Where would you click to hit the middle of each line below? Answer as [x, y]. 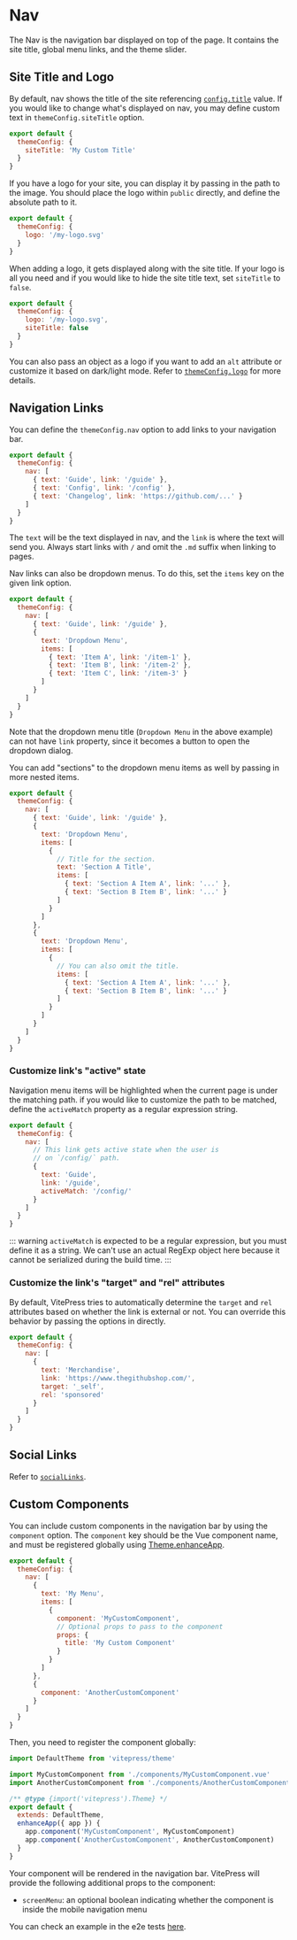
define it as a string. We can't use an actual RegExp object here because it [145, 1250]
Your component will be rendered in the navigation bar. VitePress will [135, 1873]
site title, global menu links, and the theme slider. [98, 49]
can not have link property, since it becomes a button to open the [129, 741]
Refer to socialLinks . [48, 1476]
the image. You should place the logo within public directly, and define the [145, 193]
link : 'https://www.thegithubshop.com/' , [118, 1378]
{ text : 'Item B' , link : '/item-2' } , [120, 665]
